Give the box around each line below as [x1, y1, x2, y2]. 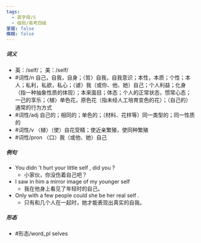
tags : [6, 8, 20, 15]
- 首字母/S [11, 14, 36, 20]
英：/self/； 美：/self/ [14, 66, 69, 74]
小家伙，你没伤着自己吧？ [23, 171, 88, 178]
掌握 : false [6, 25, 34, 32]
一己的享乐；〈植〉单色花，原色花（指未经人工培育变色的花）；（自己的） [14, 96, 191, 104]
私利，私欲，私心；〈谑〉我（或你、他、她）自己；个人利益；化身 [25, 81, 186, 89]
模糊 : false [6, 31, 34, 37]
